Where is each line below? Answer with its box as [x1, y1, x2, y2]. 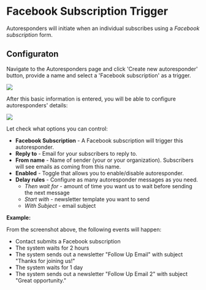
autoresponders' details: [6, 101, 68, 109]
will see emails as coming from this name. [15, 162, 121, 170]
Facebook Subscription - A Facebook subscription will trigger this [15, 137, 183, 144]
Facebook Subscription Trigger [6, 4, 169, 18]
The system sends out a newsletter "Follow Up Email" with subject [15, 250, 183, 258]
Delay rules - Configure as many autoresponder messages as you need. [15, 176, 198, 183]
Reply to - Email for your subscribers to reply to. [15, 150, 138, 157]
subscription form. [6, 31, 53, 38]
